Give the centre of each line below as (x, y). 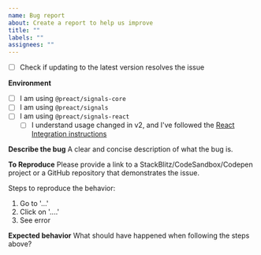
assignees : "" (32, 45)
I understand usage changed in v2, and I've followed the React (133, 125)
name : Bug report (37, 15)
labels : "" (26, 37)
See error (35, 220)
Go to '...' (34, 204)
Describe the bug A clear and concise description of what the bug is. (121, 149)
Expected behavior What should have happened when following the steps (129, 236)
